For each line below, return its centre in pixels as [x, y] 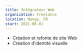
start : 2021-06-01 [24, 24]
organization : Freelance [31, 14]
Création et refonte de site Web [45, 38]
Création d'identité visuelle [40, 43]
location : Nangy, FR [27, 19]
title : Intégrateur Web [30, 10]
